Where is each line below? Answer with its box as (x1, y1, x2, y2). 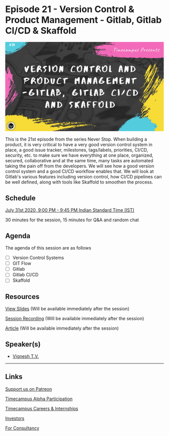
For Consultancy (5, 425, 39, 431)
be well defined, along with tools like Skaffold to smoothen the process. (5, 179, 153, 185)
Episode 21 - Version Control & (5, 4, 135, 15)
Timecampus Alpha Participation (5, 396, 73, 402)
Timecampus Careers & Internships (5, 405, 78, 411)
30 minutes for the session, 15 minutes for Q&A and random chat (5, 217, 139, 223)
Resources (5, 292, 40, 301)
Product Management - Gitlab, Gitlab (5, 14, 162, 26)
